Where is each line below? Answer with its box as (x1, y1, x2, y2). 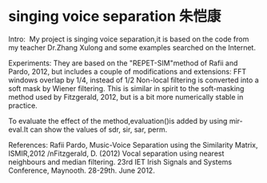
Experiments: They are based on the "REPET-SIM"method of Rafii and (8, 58, 238, 68)
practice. (8, 101, 38, 110)
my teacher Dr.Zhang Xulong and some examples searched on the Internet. (8, 42, 256, 52)
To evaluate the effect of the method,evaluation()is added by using (8, 116, 228, 125)
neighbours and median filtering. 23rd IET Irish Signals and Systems (8, 157, 233, 166)
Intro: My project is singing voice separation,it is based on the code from (8, 34, 249, 44)
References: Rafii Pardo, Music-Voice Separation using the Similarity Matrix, (8, 140, 258, 149)
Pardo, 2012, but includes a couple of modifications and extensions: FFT (8, 66, 246, 76)
